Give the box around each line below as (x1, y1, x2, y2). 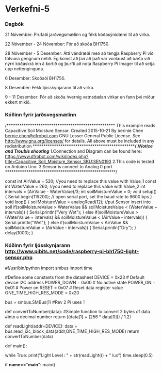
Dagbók (5, 21, 24, 28)
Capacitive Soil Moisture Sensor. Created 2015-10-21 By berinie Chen (5, 128, 144, 133)
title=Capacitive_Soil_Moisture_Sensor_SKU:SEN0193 (5, 159, 112, 164)
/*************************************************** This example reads (5, 122, 156, 128)
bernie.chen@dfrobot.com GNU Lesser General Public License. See (5, 132, 141, 139)
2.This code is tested (112, 159, 154, 164)
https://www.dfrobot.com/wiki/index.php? (5, 153, 89, 159)
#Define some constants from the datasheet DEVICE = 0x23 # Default (5, 275, 145, 280)
